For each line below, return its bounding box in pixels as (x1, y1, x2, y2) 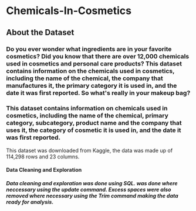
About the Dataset (6, 27, 75, 37)
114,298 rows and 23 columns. (6, 153, 80, 160)
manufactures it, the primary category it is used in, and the (6, 81, 177, 89)
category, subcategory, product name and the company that (6, 119, 182, 127)
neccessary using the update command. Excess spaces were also (6, 186, 171, 193)
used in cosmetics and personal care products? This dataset (6, 60, 182, 68)
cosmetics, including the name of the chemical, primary (6, 112, 169, 120)
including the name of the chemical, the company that (6, 74, 163, 82)
